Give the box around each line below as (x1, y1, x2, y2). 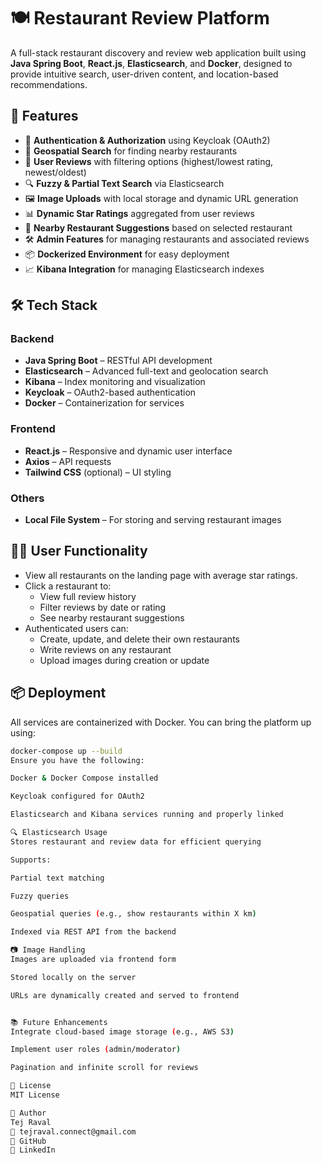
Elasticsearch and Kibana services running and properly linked (10, 810, 284, 820)
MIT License (10, 1090, 60, 1100)
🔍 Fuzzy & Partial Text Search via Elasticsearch (24, 177, 225, 189)
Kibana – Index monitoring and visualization (24, 376, 206, 388)
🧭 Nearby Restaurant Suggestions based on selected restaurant (24, 221, 293, 234)
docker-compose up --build (10, 746, 123, 756)
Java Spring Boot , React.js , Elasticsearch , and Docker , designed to (10, 57, 293, 69)
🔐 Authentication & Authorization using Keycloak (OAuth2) (24, 134, 271, 146)
